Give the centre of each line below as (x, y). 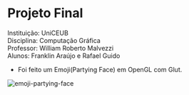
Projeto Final (45, 13)
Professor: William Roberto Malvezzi (61, 48)
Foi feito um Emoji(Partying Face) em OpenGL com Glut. (100, 69)
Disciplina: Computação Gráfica (54, 40)
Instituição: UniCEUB (38, 33)
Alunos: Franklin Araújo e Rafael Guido (64, 56)
